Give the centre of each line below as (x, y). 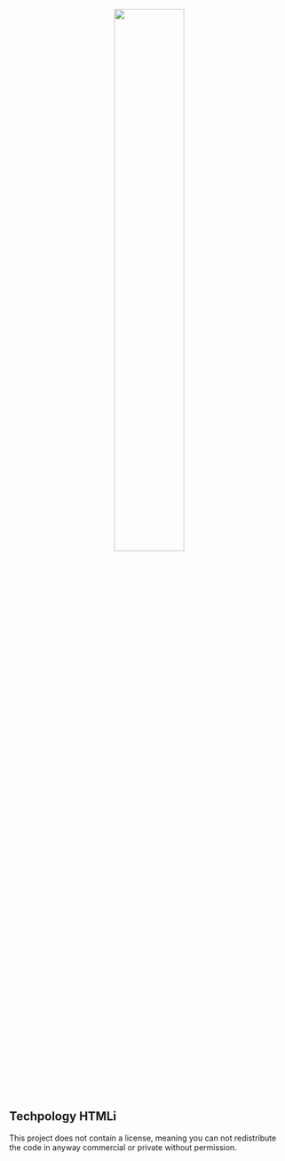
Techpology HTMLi (63, 1117)
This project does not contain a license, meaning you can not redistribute (143, 1138)
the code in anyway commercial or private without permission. (123, 1147)
